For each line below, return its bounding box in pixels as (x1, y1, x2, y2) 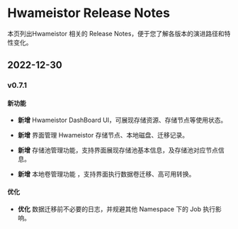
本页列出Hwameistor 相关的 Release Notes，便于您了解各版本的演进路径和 (7, 29, 225, 38)
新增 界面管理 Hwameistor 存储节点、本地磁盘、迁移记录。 (17, 131, 189, 140)
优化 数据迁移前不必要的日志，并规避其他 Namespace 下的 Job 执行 (17, 204, 216, 213)
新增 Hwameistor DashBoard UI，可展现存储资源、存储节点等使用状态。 (17, 116, 227, 125)
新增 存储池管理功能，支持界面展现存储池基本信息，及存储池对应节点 (17, 146, 218, 155)
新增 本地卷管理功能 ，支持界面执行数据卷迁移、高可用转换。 (17, 170, 195, 179)
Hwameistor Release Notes (7, 5, 170, 21)
